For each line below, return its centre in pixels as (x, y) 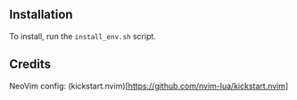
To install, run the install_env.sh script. (82, 36)
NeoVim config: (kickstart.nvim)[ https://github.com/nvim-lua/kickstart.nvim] (149, 86)
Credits (30, 65)
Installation (41, 15)
